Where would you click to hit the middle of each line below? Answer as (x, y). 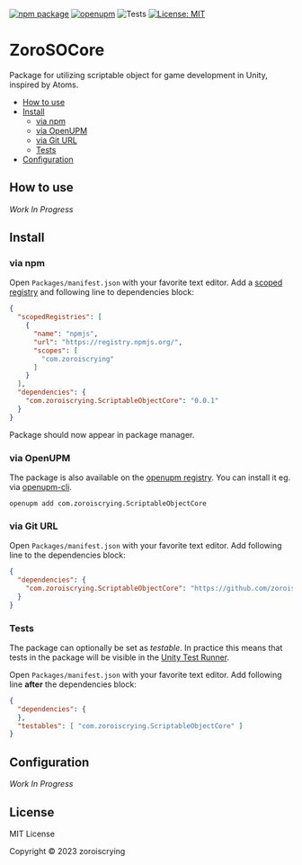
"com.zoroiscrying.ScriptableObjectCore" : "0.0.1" (122, 401)
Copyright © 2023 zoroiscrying (67, 851)
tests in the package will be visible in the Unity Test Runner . (120, 657)
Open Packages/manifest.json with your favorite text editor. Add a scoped (146, 282)
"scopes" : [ (55, 351)
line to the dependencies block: (67, 555)
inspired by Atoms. (44, 85)
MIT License (32, 834)
